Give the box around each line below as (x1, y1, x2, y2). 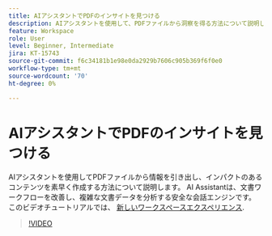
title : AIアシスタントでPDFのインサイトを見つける (8, 11, 160, 20)
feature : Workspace (8, 27, 74, 35)
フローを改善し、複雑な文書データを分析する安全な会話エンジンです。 (22, 192, 257, 202)
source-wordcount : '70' (8, 72, 89, 80)
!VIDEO (28, 219, 53, 229)
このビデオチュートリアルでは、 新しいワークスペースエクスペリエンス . (8, 203, 245, 213)
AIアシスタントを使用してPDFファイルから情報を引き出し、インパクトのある (8, 172, 263, 182)
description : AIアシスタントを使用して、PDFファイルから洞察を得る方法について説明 (8, 19, 260, 27)
